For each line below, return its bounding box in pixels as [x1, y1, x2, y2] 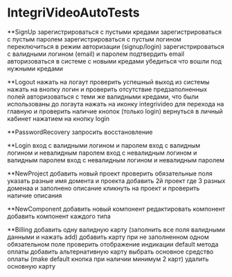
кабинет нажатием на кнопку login [7, 114, 110, 122]
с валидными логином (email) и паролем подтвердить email [7, 50, 185, 58]
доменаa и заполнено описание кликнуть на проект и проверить [7, 184, 200, 192]
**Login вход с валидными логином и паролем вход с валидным [7, 141, 201, 149]
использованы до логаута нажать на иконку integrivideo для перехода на [7, 99, 224, 108]
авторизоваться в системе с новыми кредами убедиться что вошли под [7, 57, 222, 65]
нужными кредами [7, 64, 64, 73]
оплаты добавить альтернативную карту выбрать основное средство [7, 247, 214, 256]
